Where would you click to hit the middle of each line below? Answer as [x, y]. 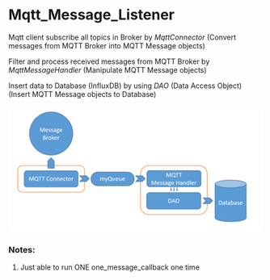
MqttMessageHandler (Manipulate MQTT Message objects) [108, 69]
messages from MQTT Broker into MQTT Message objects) [107, 45]
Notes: [22, 249]
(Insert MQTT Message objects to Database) [82, 94]
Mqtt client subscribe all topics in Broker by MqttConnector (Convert [122, 37]
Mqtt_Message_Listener [92, 15]
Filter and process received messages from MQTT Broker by [109, 61]
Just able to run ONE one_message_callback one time [110, 267]
